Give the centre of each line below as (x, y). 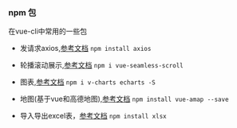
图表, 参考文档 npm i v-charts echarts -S (87, 82)
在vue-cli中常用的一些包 (48, 31)
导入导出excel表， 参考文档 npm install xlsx (93, 116)
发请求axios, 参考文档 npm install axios (85, 48)
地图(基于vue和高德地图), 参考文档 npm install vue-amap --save (124, 99)
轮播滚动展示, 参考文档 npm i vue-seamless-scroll (101, 65)
